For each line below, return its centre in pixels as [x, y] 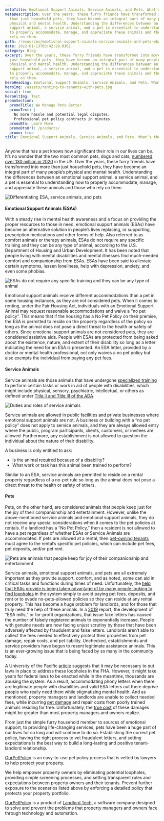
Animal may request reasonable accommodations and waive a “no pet [75, 311]
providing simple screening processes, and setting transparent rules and [78, 777]
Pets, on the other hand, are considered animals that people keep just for [78, 507]
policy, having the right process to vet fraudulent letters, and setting [73, 738]
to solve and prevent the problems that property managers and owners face [81, 808]
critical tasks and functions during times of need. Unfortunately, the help [78, 583]
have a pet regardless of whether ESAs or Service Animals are [68, 533]
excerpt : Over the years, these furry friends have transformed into [77, 55]
